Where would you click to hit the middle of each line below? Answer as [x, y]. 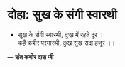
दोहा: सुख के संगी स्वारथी [62, 15]
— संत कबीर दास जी [31, 57]
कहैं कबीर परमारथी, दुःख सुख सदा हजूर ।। [66, 43]
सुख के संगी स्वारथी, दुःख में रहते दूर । [60, 34]
